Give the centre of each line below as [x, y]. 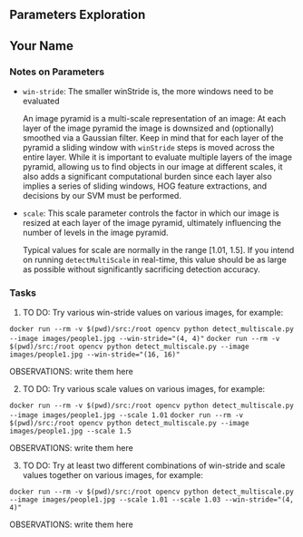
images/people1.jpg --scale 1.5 [70, 431]
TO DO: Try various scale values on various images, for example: [144, 389]
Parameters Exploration [78, 15]
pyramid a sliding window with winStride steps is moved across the [148, 148]
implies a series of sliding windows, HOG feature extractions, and [145, 186]
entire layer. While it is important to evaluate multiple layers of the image [157, 157]
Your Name [42, 46]
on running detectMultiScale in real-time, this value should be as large [155, 260]
